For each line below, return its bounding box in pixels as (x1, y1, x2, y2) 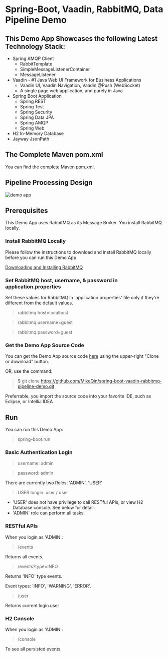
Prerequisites (5, 207, 48, 215)
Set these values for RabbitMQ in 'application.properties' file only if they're (5, 295, 159, 301)
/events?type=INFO (17, 563, 58, 569)
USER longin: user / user (17, 490, 68, 496)
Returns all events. (5, 553, 44, 560)
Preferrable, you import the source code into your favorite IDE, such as (5, 393, 151, 399)
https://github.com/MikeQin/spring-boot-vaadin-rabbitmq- (41, 378, 162, 384)
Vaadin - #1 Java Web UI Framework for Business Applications (12, 77, 141, 83)
